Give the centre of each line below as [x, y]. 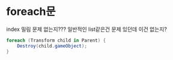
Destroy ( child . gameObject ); [52, 46]
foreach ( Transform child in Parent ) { [56, 40]
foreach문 [31, 12]
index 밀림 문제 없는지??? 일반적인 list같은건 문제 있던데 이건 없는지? [86, 29]
